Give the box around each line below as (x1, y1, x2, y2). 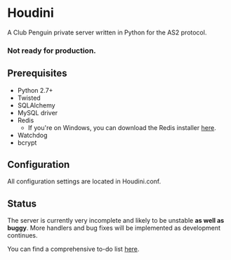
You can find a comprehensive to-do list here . (7, 245, 140, 254)
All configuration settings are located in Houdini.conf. (7, 177, 161, 186)
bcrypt (17, 138, 37, 147)
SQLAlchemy (17, 100, 55, 110)
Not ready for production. (7, 46, 96, 56)
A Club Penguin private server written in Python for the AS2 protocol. (7, 28, 207, 37)
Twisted (17, 93, 41, 102)
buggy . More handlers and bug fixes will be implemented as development (7, 223, 221, 233)
